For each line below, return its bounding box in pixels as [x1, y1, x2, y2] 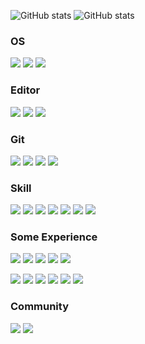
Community [10, 300, 69, 314]
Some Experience [10, 230, 98, 244]
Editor [10, 83, 41, 97]
